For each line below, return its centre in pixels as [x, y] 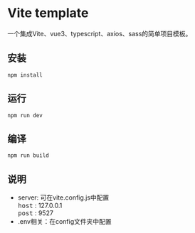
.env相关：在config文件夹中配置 [64, 222]
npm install [25, 75]
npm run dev [25, 115]
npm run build [28, 156]
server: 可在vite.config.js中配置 [63, 197]
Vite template [48, 13]
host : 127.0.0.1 [40, 206]
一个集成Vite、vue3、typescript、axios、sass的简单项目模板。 [100, 33]
